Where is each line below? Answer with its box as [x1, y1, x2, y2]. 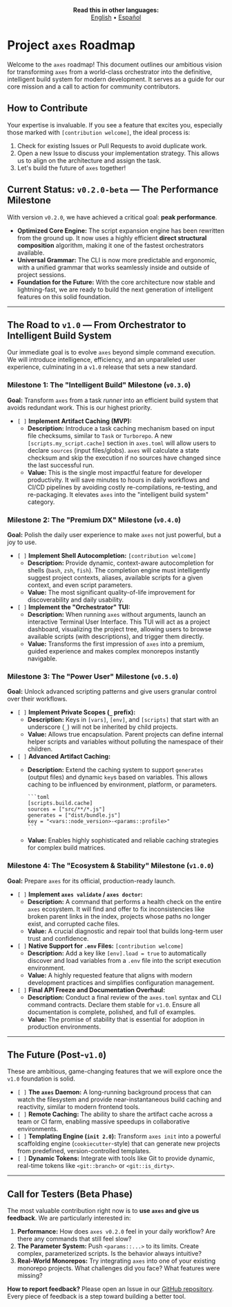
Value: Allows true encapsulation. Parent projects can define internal [27, 730, 224, 739]
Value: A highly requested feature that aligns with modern [27, 971, 193, 979]
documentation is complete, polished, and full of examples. [27, 1007, 196, 1016]
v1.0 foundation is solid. [7, 1074, 76, 1083]
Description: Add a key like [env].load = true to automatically [27, 948, 207, 957]
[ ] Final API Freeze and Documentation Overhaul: [17, 986, 166, 994]
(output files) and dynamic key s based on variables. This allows [27, 773, 209, 782]
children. [27, 745, 53, 753]
